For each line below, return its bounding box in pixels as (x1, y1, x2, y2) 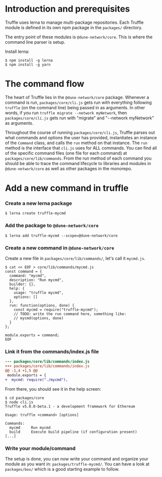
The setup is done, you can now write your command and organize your (5, 456, 148, 461)
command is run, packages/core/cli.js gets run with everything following (5, 99, 152, 105)
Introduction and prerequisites (5, 3, 130, 15)
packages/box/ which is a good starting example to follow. (5, 466, 119, 472)
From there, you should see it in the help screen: (5, 386, 102, 392)
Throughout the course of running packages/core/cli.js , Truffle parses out (5, 130, 155, 135)
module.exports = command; (5, 332, 59, 338)
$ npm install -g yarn (5, 62, 51, 67)
